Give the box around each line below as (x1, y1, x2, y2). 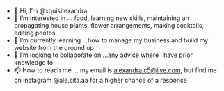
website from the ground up (13, 44, 94, 51)
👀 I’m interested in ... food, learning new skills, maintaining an (13, 14, 189, 22)
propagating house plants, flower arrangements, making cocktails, (13, 22, 204, 29)
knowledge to (13, 58, 54, 66)
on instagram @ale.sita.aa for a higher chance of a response (13, 76, 188, 84)
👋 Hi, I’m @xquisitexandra (13, 7, 88, 15)
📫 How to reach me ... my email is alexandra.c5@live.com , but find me (13, 66, 217, 74)
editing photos (13, 28, 56, 37)
